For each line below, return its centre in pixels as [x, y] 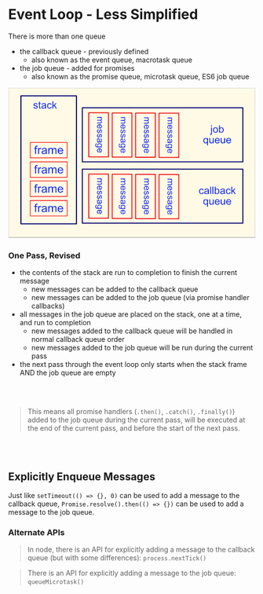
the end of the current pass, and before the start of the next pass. [134, 428]
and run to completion [55, 323]
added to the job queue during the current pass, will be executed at [136, 420]
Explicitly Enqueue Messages [82, 477]
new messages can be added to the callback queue [115, 289]
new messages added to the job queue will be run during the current [142, 348]
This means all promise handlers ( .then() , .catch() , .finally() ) [131, 412]
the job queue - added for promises [77, 68]
